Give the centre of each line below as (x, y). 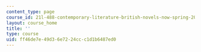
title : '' (19, 28)
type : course (22, 34)
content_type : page (31, 12)
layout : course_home (32, 23)
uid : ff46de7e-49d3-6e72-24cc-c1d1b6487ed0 (61, 39)
